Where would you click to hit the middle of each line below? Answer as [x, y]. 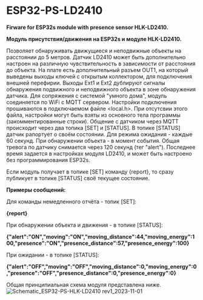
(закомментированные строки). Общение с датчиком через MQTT [92, 121]
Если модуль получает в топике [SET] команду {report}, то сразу [90, 171]
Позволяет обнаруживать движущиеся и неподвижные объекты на [94, 51]
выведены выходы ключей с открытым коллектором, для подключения [99, 76]
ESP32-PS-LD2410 [55, 11]
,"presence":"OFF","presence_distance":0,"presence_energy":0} [92, 273]
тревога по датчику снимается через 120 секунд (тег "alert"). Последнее [101, 147]
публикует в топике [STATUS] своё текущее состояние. [78, 178]
